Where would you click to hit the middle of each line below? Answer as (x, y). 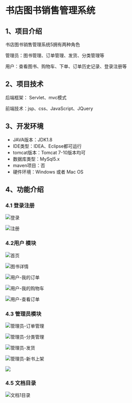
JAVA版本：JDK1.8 (33, 139)
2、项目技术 (24, 84)
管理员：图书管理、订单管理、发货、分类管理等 (55, 55)
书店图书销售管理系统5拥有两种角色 (43, 45)
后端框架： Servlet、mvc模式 (36, 97)
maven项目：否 (29, 165)
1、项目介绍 (24, 31)
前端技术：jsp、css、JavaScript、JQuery (49, 108)
